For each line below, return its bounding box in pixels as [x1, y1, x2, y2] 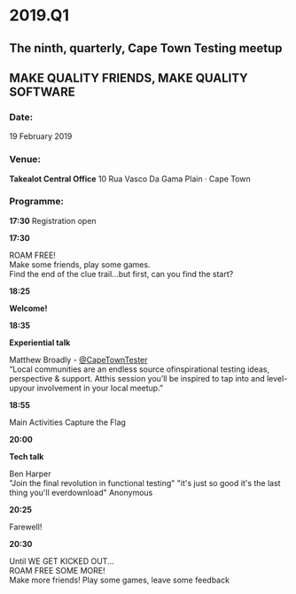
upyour [9, 382, 35, 393]
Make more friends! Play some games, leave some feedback [9, 575, 230, 585]
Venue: [9, 153, 42, 166]
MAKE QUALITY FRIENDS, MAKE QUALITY [9, 70, 248, 85]
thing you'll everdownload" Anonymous [9, 487, 153, 498]
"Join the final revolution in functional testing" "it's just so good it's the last [9, 477, 281, 488]
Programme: [9, 196, 65, 208]
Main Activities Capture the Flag [9, 417, 127, 428]
